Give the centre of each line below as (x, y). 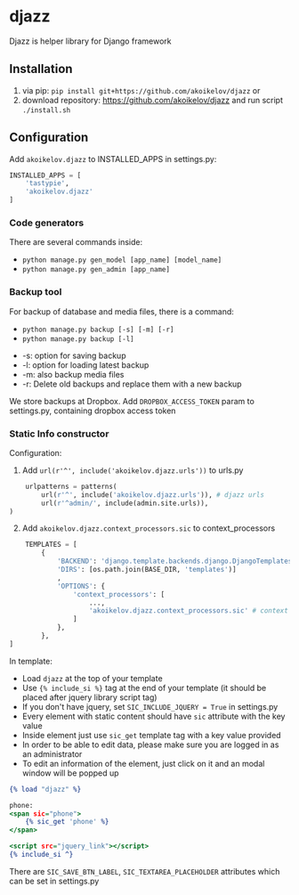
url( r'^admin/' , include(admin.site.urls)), (125, 503)
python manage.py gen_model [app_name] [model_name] (122, 260)
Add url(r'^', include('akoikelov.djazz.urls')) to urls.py (133, 470)
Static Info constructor (59, 434)
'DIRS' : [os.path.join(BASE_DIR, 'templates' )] (147, 570)
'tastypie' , (47, 183)
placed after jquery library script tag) (89, 697)
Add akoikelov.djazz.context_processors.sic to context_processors (149, 528)
